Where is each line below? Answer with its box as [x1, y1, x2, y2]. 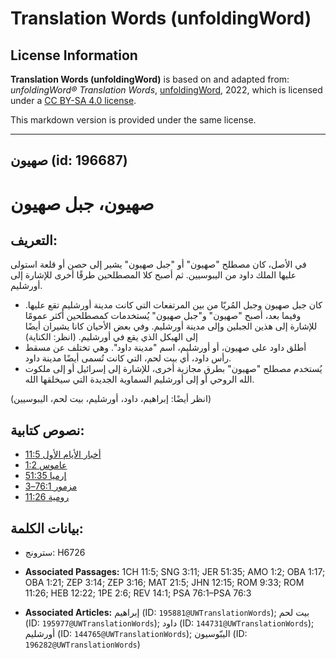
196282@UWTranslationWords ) [24, 638, 141, 651]
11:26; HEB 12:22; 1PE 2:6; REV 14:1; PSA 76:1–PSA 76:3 [24, 587, 252, 599]
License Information [10, 47, 138, 64]
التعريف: [10, 232, 58, 249]
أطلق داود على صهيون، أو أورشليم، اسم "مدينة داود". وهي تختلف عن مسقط [24, 342, 307, 354]
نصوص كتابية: [10, 422, 85, 439]
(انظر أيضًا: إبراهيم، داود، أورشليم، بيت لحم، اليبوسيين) [10, 393, 212, 405]
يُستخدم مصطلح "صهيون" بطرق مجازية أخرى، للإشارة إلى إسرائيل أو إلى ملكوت [24, 363, 323, 375]
